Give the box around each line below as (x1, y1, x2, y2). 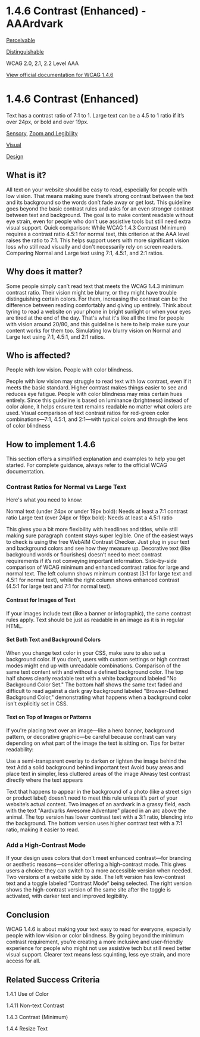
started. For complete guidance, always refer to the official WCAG (6, 462, 168, 469)
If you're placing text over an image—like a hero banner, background (6, 727, 174, 734)
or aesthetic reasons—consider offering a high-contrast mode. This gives (6, 860, 186, 868)
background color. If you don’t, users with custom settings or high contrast (6, 655, 189, 663)
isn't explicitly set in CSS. (6, 699, 68, 707)
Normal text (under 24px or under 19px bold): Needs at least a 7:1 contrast (6, 508, 188, 515)
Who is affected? (6, 350, 71, 360)
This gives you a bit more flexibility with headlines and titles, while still (6, 526, 178, 533)
